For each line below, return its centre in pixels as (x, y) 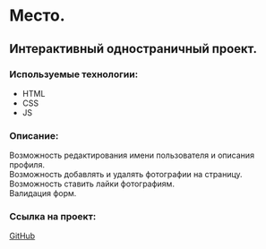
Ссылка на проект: (53, 217)
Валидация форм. (43, 193)
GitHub (22, 236)
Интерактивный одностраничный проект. (133, 49)
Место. (37, 16)
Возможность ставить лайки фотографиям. (92, 184)
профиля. (27, 165)
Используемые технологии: (74, 74)
